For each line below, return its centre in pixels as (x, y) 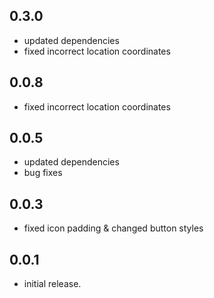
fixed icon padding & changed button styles (113, 228)
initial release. (52, 284)
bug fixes (43, 173)
